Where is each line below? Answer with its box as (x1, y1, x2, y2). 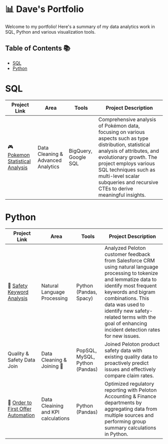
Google (68, 153, 86, 160)
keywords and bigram (104, 288, 156, 295)
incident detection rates (104, 326, 160, 333)
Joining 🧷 (41, 363, 63, 370)
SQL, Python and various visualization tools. (5, 29, 96, 35)
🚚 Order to (7, 399, 32, 406)
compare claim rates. (104, 372, 154, 379)
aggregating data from (104, 405, 157, 412)
